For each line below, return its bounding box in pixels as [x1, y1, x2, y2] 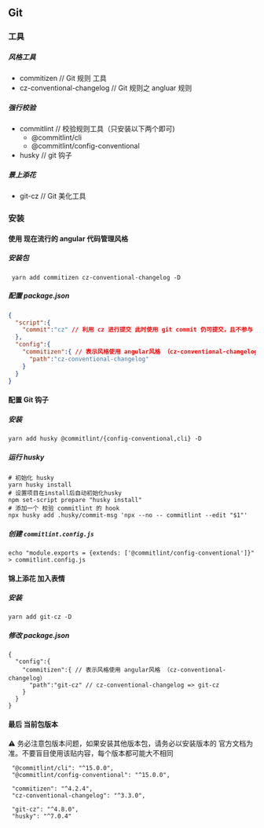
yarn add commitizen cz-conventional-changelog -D [11, 273, 181, 281]
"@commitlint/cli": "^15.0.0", [11, 764, 114, 772]
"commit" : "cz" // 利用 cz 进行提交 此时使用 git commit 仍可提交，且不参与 [22, 326, 254, 334]
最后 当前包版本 [8, 720, 59, 729]
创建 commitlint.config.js [8, 529, 94, 538]
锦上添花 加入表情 [8, 573, 65, 583]
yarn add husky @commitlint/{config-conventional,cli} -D [8, 434, 202, 442]
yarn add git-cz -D [8, 613, 72, 621]
